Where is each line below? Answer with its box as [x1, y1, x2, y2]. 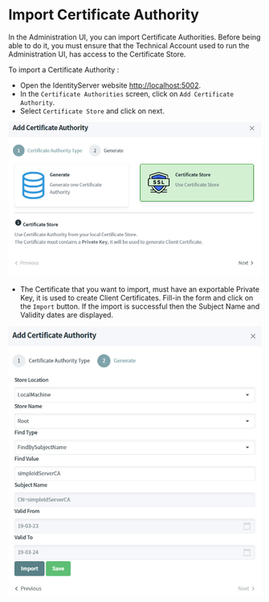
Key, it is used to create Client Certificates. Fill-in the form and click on [19, 293, 254, 302]
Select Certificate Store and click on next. [19, 106, 165, 116]
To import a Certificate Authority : [8, 64, 120, 74]
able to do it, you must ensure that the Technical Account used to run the [8, 40, 251, 50]
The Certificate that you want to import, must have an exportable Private [19, 284, 259, 294]
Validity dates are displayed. [19, 309, 114, 319]
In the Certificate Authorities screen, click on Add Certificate [19, 88, 234, 98]
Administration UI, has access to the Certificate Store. [8, 49, 186, 59]
